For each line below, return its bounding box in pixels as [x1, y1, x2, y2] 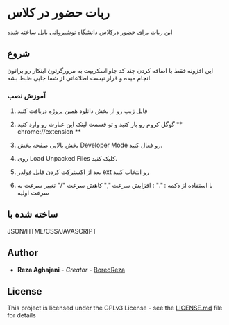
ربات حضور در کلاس [7, 5, 110, 21]
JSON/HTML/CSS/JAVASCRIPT [7, 227, 97, 235]
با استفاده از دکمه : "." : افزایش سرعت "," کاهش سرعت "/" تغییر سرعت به [17, 182, 213, 190]
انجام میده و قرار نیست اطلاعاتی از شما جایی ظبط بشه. [7, 73, 153, 82]
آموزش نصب [7, 91, 46, 100]
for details [7, 311, 36, 319]
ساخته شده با [7, 209, 58, 220]
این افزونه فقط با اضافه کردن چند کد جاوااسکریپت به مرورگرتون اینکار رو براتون [7, 66, 214, 74]
